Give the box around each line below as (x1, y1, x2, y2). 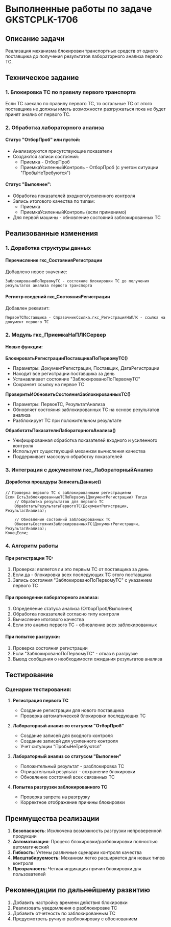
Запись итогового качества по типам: (12, 198, 95, 204)
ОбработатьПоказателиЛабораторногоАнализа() (5, 427, 116, 433)
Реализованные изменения (5, 229, 99, 238)
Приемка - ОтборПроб (20, 159, 70, 165)
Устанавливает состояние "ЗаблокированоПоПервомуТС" (12, 376, 140, 382)
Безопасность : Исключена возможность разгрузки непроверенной (12, 828, 162, 834)
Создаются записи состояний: (12, 153, 79, 159)
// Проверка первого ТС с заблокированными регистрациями (5, 490, 131, 495)
